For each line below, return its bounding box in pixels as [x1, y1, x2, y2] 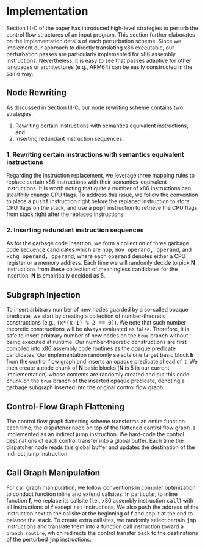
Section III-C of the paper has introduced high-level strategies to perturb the [6, 24, 198, 32]
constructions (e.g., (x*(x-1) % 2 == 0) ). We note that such [6, 319, 166, 326]
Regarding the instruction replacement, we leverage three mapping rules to [6, 172, 195, 179]
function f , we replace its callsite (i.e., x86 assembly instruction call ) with [6, 497, 194, 504]
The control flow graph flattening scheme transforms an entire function [6, 417, 185, 425]
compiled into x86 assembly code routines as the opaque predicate [6, 345, 176, 352]
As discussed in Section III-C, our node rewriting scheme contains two [6, 104, 184, 111]
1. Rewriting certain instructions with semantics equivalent [6, 150, 184, 159]
